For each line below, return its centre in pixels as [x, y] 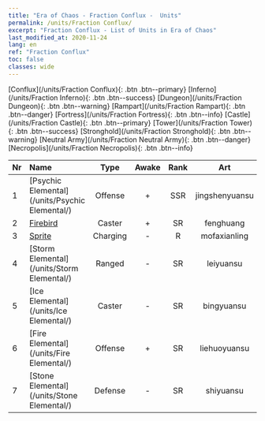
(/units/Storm [54, 268]
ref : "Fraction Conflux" [49, 52]
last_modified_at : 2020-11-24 [58, 37]
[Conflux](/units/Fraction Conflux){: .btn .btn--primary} [97, 89]
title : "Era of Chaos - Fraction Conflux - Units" [95, 15]
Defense [110, 390]
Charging [110, 236]
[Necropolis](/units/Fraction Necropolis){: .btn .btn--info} [101, 147]
